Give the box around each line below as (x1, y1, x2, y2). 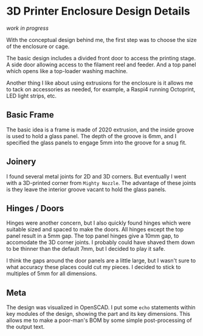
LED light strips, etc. (6, 92, 57, 99)
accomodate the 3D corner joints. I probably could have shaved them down (6, 239, 195, 246)
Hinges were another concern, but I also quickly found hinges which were (6, 219, 191, 226)
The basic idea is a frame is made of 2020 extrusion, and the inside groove (6, 126, 194, 133)
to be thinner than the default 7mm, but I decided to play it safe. (6, 245, 165, 253)
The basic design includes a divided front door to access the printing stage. (6, 54, 196, 61)
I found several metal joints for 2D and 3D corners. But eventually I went (6, 172, 187, 180)
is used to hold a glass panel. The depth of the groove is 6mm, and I (6, 132, 177, 139)
